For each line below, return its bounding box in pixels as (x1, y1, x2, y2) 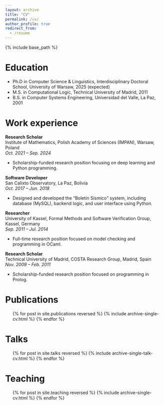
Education (5, 62, 48, 73)
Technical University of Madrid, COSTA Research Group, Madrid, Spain (5, 256, 151, 262)
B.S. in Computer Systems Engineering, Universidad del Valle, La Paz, (12, 94, 156, 100)
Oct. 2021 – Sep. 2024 (5, 150, 51, 156)
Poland (5, 144, 20, 150)
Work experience (5, 117, 78, 129)
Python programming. (12, 165, 57, 171)
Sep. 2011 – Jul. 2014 (5, 226, 48, 232)
